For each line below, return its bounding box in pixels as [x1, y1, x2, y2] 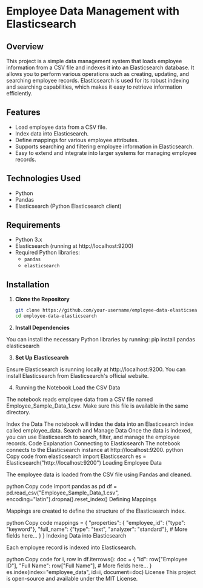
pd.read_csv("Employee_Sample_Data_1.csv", [6, 489, 119, 496]
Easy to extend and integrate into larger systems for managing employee [15, 149, 197, 156]
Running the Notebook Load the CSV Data [15, 384, 121, 391]
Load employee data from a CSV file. [15, 123, 107, 131]
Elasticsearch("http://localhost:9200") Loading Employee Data [6, 459, 162, 466]
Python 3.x [15, 236, 42, 244]
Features [6, 108, 41, 118]
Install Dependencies [15, 324, 70, 331]
